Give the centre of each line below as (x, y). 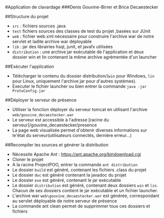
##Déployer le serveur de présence (41, 100)
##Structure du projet (27, 16)
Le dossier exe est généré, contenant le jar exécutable (67, 180)
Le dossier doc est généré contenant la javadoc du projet (69, 175)
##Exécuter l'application (30, 66)
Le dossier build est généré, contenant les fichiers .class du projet (79, 170)
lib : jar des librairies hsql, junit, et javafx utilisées (62, 47)
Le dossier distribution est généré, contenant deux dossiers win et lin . (85, 185)
